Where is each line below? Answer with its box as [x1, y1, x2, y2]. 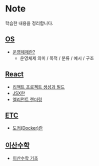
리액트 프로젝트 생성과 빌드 [12, 83, 65, 90]
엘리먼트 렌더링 [12, 96, 42, 102]
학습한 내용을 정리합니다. [5, 20, 53, 26]
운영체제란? [12, 48, 35, 55]
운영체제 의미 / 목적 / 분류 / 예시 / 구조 [19, 55, 94, 61]
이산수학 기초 [12, 155, 38, 161]
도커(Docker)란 [12, 125, 43, 131]
